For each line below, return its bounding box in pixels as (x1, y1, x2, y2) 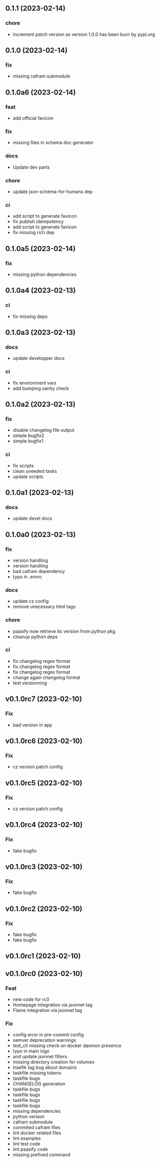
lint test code (12, 1141, 41, 1147)
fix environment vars (12, 379, 56, 386)
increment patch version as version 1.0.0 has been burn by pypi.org (12, 31, 155, 37)
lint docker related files (12, 1130, 62, 1136)
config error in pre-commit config (12, 1032, 84, 1038)
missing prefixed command (12, 1152, 71, 1158)
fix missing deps (12, 313, 48, 319)
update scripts (12, 473, 44, 480)
